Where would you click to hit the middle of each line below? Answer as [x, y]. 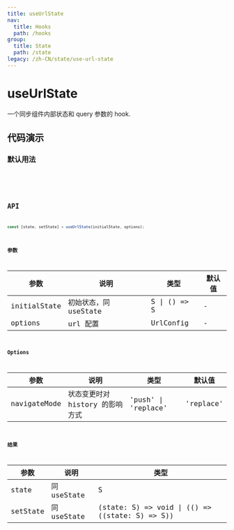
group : [17, 40]
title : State [32, 46]
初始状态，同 [89, 302]
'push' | [146, 400]
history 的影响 [95, 404]
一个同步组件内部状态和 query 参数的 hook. [69, 114]
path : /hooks [32, 33]
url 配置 [84, 324]
